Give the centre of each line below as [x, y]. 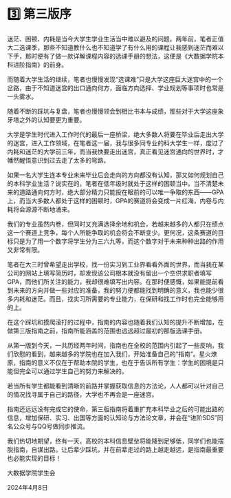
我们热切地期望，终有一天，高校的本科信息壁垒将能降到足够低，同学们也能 [112, 441]
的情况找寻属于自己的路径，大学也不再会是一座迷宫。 [82, 394]
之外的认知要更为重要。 [52, 120]
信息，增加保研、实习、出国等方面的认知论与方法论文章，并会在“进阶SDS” [112, 417]
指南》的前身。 [46, 64]
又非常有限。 [25, 249]
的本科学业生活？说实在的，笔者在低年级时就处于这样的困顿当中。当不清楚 [112, 183]
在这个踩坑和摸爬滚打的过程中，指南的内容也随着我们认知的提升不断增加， [112, 322]
